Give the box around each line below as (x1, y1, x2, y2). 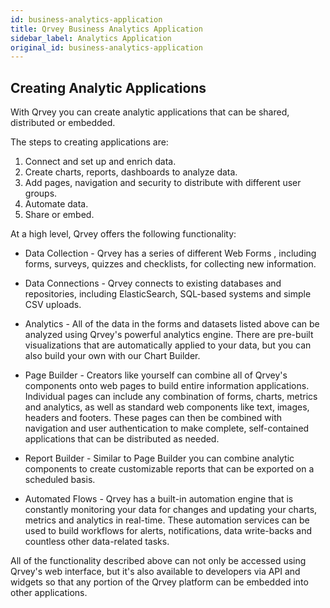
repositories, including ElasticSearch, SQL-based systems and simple (24, 288, 312, 300)
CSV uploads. (24, 299, 82, 311)
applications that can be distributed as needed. (24, 433, 220, 445)
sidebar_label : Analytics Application (10, 33, 172, 43)
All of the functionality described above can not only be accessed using (10, 555, 307, 567)
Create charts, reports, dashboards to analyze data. (24, 166, 238, 178)
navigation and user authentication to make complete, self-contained (24, 422, 310, 435)
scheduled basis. (24, 474, 96, 486)
